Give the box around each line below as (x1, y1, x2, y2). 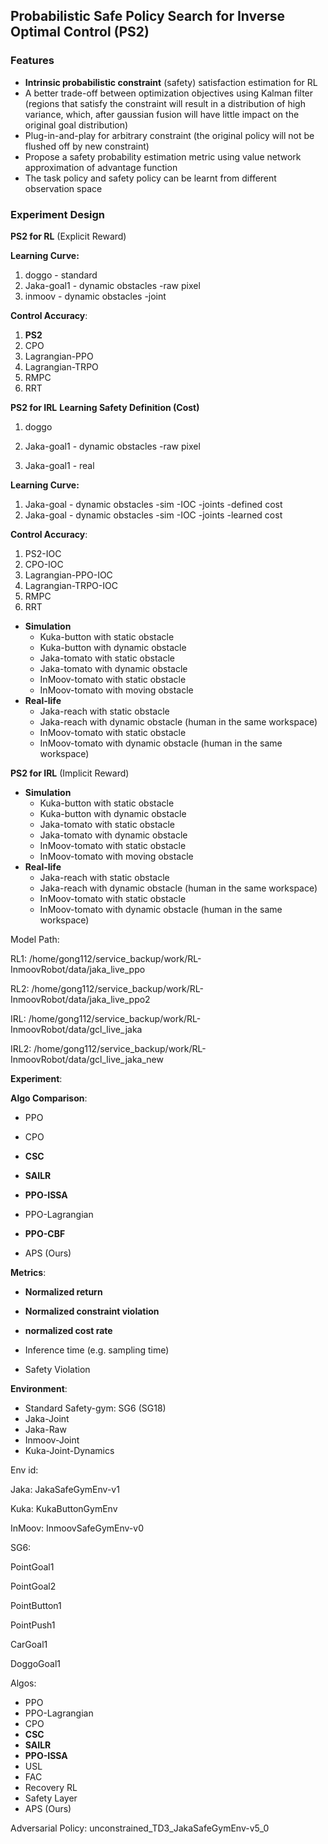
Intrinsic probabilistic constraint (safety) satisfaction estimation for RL (24, 76, 318, 88)
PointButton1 (10, 1599, 62, 1611)
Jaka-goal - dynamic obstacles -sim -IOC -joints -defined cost (24, 498, 283, 510)
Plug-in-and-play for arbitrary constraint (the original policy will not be (24, 129, 315, 141)
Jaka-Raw (24, 1423, 67, 1435)
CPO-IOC (24, 558, 64, 570)
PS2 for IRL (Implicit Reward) (10, 767, 130, 779)
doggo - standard (24, 269, 98, 281)
